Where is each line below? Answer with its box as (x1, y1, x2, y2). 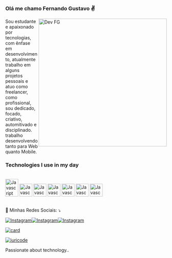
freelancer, (5, 89, 28, 95)
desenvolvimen (5, 51, 37, 57)
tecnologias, (5, 35, 32, 41)
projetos (5, 73, 23, 79)
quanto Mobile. (5, 149, 37, 155)
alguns (5, 67, 19, 74)
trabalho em (5, 62, 31, 68)
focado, (5, 111, 22, 117)
